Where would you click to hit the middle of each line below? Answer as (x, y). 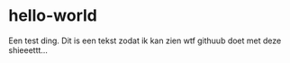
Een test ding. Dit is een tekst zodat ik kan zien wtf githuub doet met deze (145, 40)
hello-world (53, 16)
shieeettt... (28, 49)
